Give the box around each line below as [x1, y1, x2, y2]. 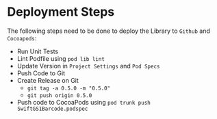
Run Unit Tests [16, 47, 59, 55]
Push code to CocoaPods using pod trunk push [16, 98, 151, 106]
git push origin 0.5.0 [27, 92, 92, 99]
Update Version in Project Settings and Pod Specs [16, 62, 160, 70]
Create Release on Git [16, 76, 79, 84]
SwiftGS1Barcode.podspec [16, 105, 88, 112]
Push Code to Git [16, 69, 66, 77]
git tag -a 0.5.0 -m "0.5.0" [27, 85, 111, 92]
